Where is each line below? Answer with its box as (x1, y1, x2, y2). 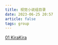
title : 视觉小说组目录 (5, 7, 46, 12)
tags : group (5, 21, 29, 26)
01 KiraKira (5, 35, 27, 41)
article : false (5, 16, 36, 21)
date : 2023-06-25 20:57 (5, 12, 54, 17)
